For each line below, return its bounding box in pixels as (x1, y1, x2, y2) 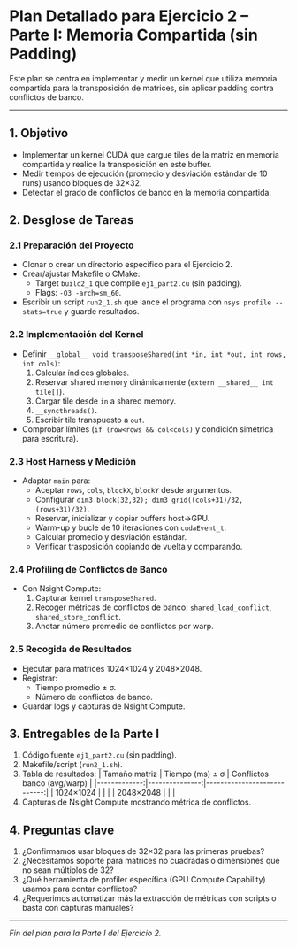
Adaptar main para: (21, 475, 91, 486)
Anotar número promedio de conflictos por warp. (34, 621, 214, 632)
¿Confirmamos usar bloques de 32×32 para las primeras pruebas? (21, 846, 265, 857)
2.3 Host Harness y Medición (9, 455, 137, 467)
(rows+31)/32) (34, 505, 88, 514)
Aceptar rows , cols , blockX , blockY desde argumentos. (34, 485, 232, 496)
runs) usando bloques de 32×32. (21, 177, 142, 188)
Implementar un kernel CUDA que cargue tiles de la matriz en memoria (21, 149, 280, 160)
